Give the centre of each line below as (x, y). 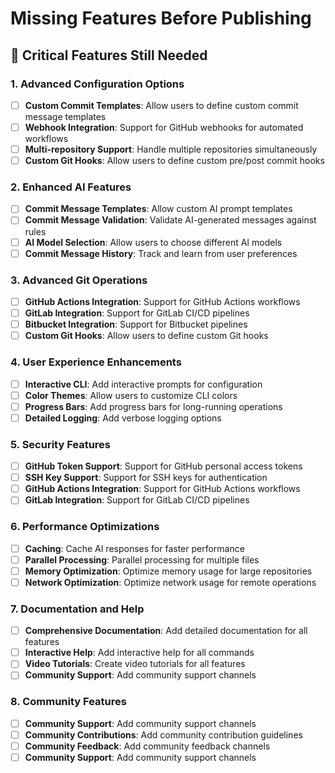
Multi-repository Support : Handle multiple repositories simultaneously (171, 149)
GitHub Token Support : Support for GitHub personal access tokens (163, 466)
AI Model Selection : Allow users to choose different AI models (153, 242)
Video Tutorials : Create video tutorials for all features (135, 664)
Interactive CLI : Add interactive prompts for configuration (143, 384)
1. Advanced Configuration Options (97, 84)
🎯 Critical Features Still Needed (109, 55)
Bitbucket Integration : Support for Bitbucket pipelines (136, 324)
